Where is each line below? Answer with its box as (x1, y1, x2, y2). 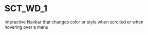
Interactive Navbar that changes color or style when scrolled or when (4, 19, 144, 25)
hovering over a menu (4, 24, 49, 30)
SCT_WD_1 (4, 3, 48, 14)
